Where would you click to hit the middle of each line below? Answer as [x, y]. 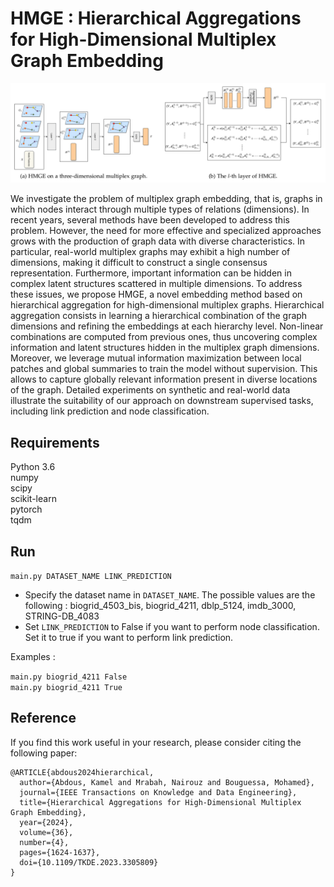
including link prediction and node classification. [110, 411]
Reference [43, 718]
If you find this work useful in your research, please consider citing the [156, 742]
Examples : [33, 657]
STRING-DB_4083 [62, 616]
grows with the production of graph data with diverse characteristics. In [158, 241]
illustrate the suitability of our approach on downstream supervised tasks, [162, 401]
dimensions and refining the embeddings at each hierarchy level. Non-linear [167, 326]
